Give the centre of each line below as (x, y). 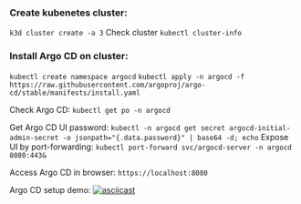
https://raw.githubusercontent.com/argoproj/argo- (108, 85)
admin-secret (34, 138)
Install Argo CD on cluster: (69, 56)
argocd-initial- (260, 128)
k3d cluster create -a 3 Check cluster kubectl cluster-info (125, 33)
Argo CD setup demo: (50, 189)
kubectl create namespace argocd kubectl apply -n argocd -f (127, 76)
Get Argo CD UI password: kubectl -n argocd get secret (118, 127)
